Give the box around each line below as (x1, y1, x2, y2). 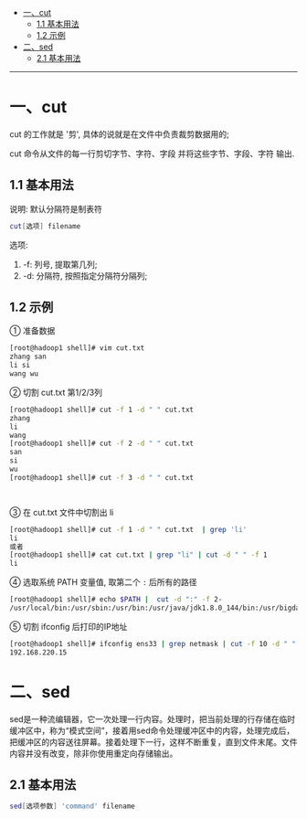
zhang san (9, 352, 48, 362)
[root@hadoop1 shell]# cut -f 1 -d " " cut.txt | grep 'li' (9, 525, 248, 534)
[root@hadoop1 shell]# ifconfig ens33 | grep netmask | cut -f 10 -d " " (9, 639, 297, 648)
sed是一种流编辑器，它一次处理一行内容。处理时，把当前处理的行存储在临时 (9, 713, 296, 724)
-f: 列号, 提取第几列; (22, 259, 98, 270)
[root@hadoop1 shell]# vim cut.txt (9, 344, 145, 353)
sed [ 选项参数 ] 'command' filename (9, 802, 135, 811)
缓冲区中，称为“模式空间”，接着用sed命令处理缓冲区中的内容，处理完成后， (9, 725, 295, 736)
